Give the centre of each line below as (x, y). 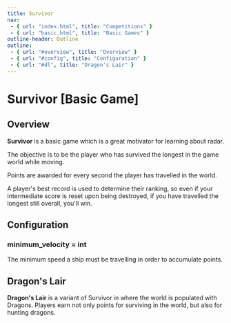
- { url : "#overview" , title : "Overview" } (73, 52)
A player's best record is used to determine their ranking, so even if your (110, 188)
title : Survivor (30, 13)
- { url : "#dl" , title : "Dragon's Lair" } (72, 65)
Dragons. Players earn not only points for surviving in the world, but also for (115, 305)
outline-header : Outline (43, 39)
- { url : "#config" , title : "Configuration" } (78, 59)
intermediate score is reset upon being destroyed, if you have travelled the (113, 196)
